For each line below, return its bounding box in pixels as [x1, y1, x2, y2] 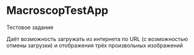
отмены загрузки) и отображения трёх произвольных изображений [6, 42, 183, 49]
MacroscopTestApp [6, 4, 109, 18]
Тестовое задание [6, 24, 54, 31]
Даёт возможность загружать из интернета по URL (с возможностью [6, 35, 189, 42]
